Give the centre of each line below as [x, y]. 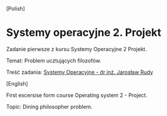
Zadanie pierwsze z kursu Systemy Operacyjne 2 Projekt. [77, 49]
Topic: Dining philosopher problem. [49, 106]
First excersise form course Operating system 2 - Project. [77, 95]
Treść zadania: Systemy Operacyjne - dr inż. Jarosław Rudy [80, 72]
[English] [17, 83]
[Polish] [16, 9]
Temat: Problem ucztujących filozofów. [54, 60]
